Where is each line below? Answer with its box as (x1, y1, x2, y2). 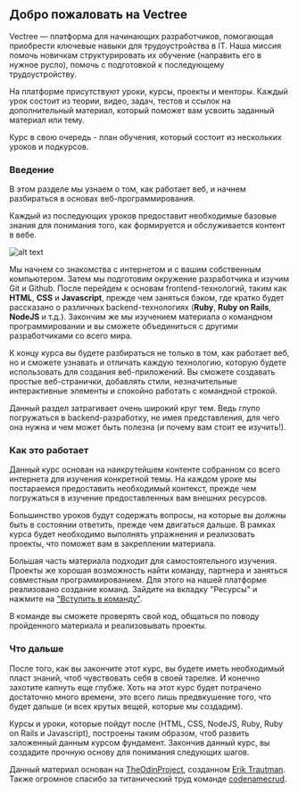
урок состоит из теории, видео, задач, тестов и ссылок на (9, 95, 232, 106)
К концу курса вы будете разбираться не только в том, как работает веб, (9, 348, 290, 359)
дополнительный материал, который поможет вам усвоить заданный (9, 104, 275, 115)
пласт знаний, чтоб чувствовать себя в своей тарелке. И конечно (9, 673, 261, 683)
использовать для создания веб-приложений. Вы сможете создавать (9, 367, 276, 377)
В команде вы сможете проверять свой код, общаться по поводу (9, 611, 260, 622)
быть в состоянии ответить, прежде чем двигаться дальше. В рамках (9, 519, 277, 530)
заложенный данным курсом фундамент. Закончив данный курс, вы (9, 737, 270, 748)
